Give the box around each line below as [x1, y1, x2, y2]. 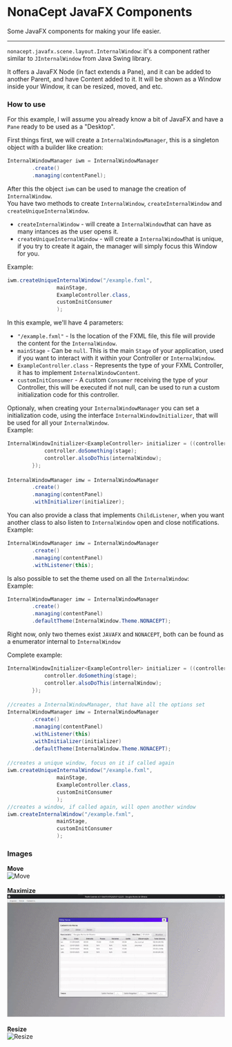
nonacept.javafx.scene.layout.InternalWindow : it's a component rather [7, 46, 211, 55]
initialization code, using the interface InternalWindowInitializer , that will [7, 412, 219, 420]
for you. [17, 249, 40, 258]
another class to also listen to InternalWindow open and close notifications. [7, 519, 220, 527]
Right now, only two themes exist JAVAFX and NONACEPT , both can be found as [7, 630, 224, 639]
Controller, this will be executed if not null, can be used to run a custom [17, 383, 220, 392]
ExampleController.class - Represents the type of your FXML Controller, [17, 361, 224, 369]
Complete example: [7, 651, 63, 660]
